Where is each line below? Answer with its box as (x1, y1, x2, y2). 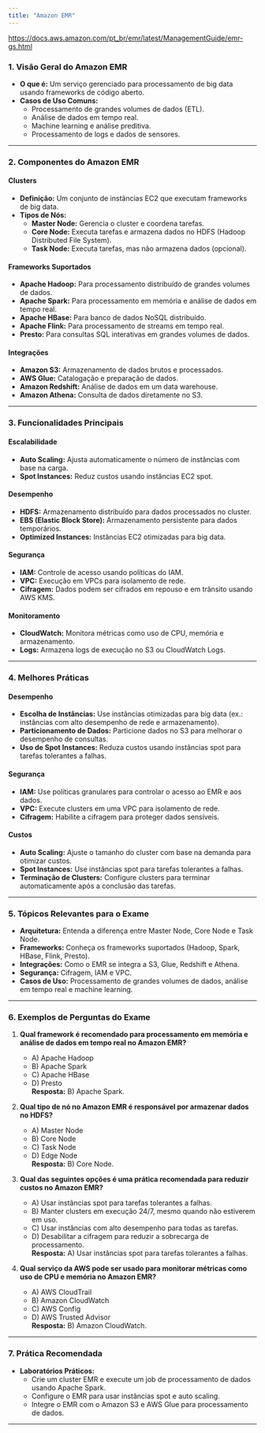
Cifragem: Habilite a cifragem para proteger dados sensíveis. (19, 812, 219, 821)
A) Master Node (31, 1125, 84, 1136)
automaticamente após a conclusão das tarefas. (19, 881, 176, 890)
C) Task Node (31, 1143, 77, 1152)
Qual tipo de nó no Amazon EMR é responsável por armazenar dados (19, 1102, 249, 1112)
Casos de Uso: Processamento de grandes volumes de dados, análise (19, 976, 248, 986)
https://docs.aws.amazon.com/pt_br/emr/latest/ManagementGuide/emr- (8, 33, 244, 43)
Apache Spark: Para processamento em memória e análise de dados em (19, 297, 257, 306)
